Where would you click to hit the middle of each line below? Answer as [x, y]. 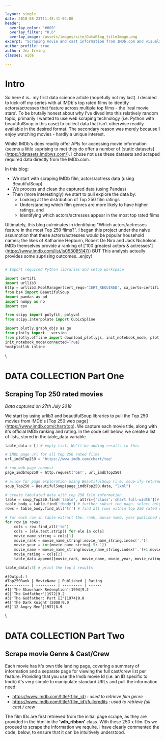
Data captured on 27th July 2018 [39, 406]
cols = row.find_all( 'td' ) [41, 527]
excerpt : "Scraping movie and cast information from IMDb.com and [74, 42]
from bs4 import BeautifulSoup [37, 292]
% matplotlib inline [25, 347]
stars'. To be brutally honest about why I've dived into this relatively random [82, 113]
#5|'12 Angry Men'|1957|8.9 [34, 607]
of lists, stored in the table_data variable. [46, 436]
